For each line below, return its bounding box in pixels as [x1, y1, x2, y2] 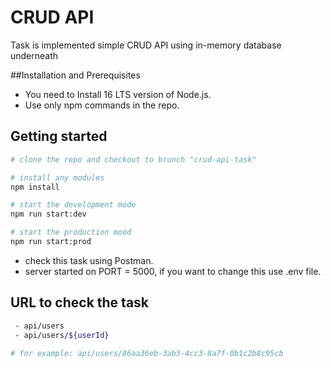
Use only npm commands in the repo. [24, 99, 180, 111]
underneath [10, 49, 59, 61]
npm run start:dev [10, 209, 87, 220]
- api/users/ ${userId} [14, 330, 110, 340]
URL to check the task [10, 294, 150, 311]
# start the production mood [10, 227, 132, 238]
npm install [10, 182, 60, 192]
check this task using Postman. [24, 254, 154, 266]
